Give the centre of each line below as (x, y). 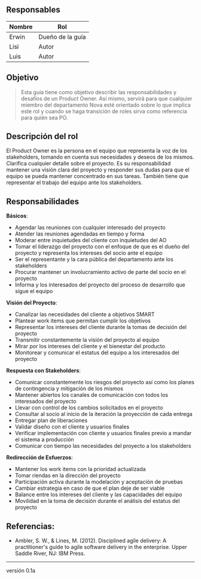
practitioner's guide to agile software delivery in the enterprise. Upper (101, 547)
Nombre (21, 26)
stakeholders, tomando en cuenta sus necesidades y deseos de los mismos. (100, 157)
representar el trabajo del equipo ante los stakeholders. (74, 183)
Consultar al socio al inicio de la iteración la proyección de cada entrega (103, 414)
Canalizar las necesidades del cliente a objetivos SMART (85, 315)
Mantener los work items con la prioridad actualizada (80, 469)
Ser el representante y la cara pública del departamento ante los (94, 260)
